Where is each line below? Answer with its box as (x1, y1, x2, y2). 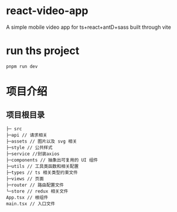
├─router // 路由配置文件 (6, 182, 64, 188)
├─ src (6, 126, 22, 132)
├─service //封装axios (6, 151, 60, 157)
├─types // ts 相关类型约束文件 (6, 169, 78, 176)
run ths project (6, 44, 80, 58)
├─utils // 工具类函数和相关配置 (6, 163, 79, 169)
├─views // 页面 (6, 176, 44, 181)
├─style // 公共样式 (6, 144, 53, 150)
